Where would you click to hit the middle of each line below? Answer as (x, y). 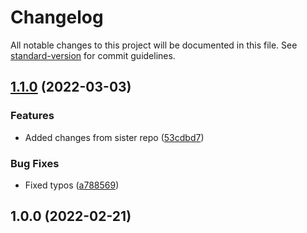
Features (32, 116)
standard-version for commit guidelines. (93, 55)
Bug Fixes (35, 163)
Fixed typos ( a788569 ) (72, 185)
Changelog (57, 17)
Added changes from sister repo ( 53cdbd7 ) (114, 137)
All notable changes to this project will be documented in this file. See (154, 45)
